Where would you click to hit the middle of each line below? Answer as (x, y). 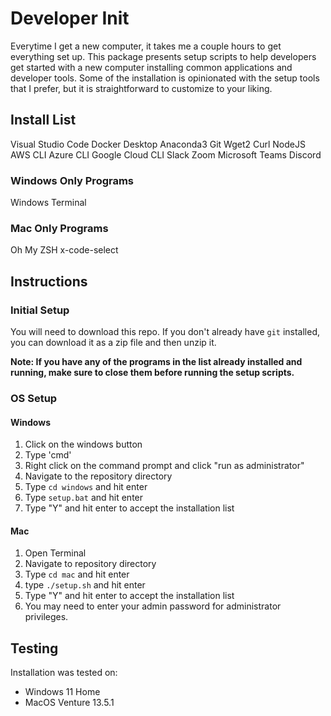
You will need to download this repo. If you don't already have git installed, (165, 332)
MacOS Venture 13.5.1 (69, 703)
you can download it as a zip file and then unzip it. (113, 343)
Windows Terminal (48, 203)
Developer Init (70, 18)
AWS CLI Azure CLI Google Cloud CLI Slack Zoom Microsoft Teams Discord (166, 154)
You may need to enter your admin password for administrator (153, 606)
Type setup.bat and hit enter (84, 498)
